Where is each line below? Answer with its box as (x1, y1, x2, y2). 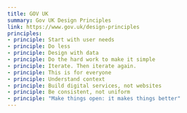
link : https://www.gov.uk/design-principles (7, 23, 140, 30)
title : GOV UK (7, 10, 49, 18)
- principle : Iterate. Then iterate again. (7, 62, 137, 69)
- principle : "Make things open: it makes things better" (7, 95, 181, 102)
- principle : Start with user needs (7, 36, 115, 44)
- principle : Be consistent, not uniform (7, 88, 131, 95)
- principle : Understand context (7, 75, 105, 83)
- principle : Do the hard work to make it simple (7, 56, 156, 63)
